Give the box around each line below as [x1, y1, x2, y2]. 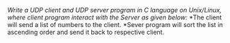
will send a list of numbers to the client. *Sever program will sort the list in [7, 21, 223, 28]
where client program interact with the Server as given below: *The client [7, 13, 222, 21]
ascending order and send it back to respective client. [7, 28, 165, 36]
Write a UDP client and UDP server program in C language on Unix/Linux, [7, 6, 222, 14]
